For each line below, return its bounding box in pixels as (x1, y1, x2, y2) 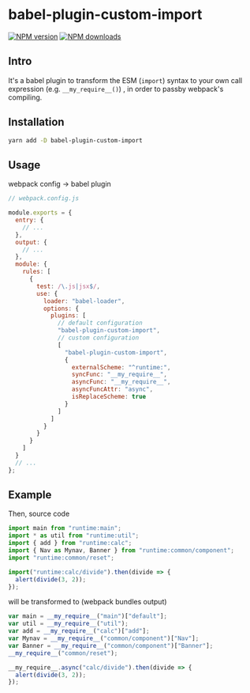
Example (8, 488, 52, 502)
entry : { (15, 216, 44, 224)
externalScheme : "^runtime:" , (71, 363, 171, 371)
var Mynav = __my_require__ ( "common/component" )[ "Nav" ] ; (8, 634, 200, 642)
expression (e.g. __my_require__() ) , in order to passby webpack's (8, 84, 224, 93)
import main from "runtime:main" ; (8, 524, 122, 532)
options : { (43, 305, 80, 312)
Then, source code (8, 509, 70, 519)
